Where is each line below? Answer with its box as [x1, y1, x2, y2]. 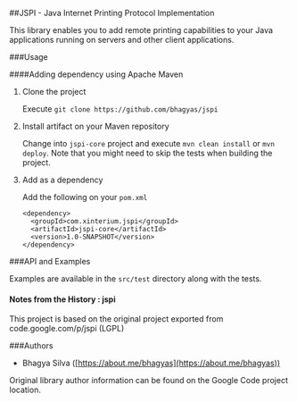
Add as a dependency [21, 174, 103, 185]
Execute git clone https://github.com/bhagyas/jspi [21, 104, 219, 114]
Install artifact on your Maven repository [21, 121, 169, 131]
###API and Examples [9, 256, 91, 266]
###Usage [9, 52, 49, 62]
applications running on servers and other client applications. [9, 35, 235, 45]
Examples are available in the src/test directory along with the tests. [9, 273, 262, 284]
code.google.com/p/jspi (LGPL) [9, 323, 125, 334]
